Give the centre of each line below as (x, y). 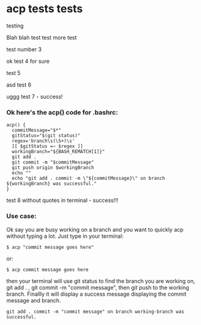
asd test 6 (19, 85)
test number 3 (24, 49)
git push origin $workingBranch (53, 168)
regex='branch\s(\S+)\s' (43, 141)
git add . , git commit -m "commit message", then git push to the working (98, 287)
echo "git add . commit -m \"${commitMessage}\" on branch (89, 179)
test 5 (13, 73)
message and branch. (34, 300)
